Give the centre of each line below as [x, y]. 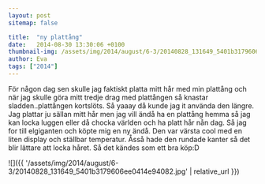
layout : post [30, 15]
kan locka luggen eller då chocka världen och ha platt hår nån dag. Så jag [127, 122]
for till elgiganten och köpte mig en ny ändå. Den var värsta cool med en [125, 130]
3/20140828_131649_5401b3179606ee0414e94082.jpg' [98, 171]
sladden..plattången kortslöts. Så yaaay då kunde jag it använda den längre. [131, 105]
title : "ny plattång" [45, 37]
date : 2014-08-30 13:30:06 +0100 [67, 44]
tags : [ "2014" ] [33, 67]
